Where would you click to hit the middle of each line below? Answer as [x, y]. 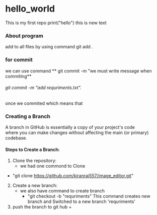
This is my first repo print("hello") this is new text [56, 23]
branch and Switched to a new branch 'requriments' [82, 201]
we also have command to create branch [62, 191]
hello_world [30, 9]
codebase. [16, 138]
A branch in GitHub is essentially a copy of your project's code [70, 127]
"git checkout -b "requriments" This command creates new [89, 196]
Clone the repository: [34, 161]
